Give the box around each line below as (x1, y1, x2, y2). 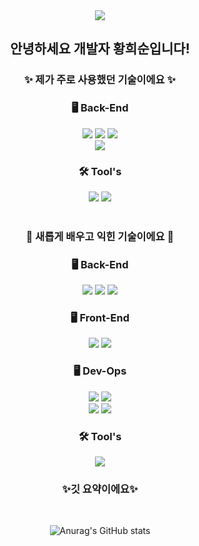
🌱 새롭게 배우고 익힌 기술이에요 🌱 (25, 229, 175, 243)
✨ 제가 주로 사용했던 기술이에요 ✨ (24, 73, 176, 87)
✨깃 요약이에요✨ (61, 482, 139, 496)
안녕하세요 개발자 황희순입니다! (10, 40, 190, 58)
